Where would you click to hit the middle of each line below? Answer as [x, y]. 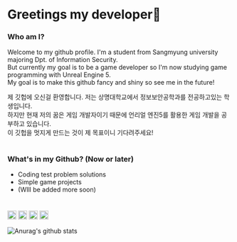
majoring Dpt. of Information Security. [63, 60]
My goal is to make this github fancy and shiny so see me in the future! [111, 83]
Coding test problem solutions [62, 174]
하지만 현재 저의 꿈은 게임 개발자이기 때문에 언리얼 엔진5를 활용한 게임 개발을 [114, 115]
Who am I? [26, 37]
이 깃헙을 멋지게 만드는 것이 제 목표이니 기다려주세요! [80, 133]
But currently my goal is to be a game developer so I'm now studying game [117, 68]
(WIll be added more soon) [57, 190]
